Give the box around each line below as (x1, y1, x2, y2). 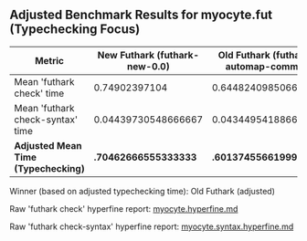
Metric (35, 54, 65, 67)
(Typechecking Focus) (9, 22, 141, 37)
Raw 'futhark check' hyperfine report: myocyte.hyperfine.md (9, 203, 238, 214)
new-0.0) (126, 59, 171, 72)
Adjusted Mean (14, 139, 82, 152)
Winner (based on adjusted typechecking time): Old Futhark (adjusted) (9, 185, 276, 196)
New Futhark (97, 48, 155, 61)
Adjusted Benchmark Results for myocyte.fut (9, 7, 272, 23)
